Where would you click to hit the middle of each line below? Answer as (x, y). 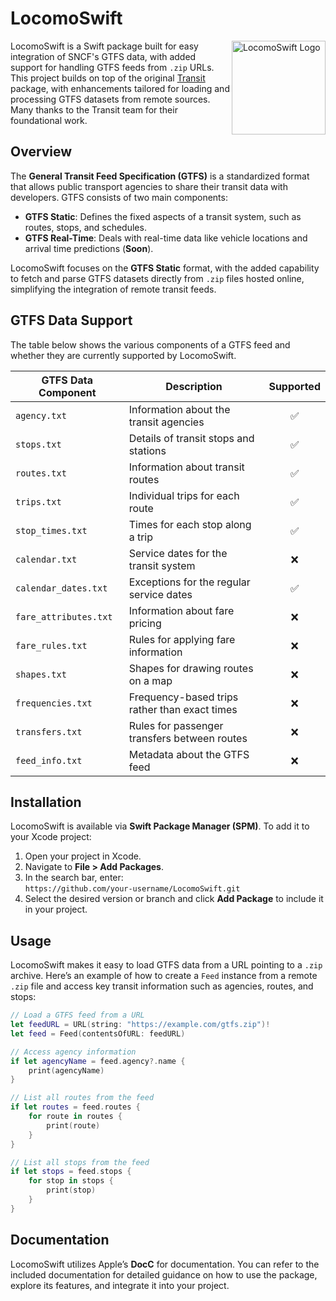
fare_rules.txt (51, 645)
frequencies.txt (54, 703)
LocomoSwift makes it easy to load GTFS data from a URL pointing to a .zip (166, 965)
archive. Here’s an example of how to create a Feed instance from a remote (164, 976)
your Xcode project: (51, 837)
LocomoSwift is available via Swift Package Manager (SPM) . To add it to (160, 826)
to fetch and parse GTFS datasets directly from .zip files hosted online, (157, 278)
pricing (145, 623)
